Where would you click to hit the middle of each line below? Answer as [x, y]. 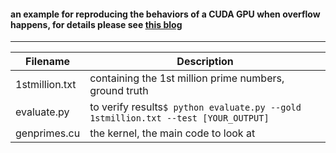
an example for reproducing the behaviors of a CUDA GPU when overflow [165, 14]
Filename [48, 62]
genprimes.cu [48, 133]
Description [205, 62]
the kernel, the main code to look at [172, 133]
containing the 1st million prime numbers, [187, 78]
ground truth [119, 91]
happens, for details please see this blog [96, 24]
